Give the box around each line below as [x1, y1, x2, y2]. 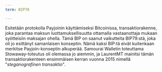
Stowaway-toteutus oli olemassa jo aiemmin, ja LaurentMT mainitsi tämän [5, 51, 154, 57]
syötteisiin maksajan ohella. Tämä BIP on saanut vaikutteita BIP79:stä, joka [5, 35, 156, 41]
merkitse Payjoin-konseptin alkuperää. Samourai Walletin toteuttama [5, 46, 144, 51]
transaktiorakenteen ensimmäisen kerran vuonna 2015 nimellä [5, 56, 131, 62]
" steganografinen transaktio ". [5, 61, 65, 67]
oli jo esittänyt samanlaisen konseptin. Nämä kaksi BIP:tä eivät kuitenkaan [5, 40, 155, 47]
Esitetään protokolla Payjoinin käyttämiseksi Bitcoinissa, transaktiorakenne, [5, 25, 157, 31]
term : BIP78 [5, 7, 30, 12]
